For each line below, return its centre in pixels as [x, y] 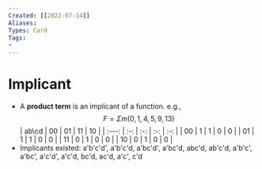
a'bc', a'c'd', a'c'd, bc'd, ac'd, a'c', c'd [81, 156]
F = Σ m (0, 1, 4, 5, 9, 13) [139, 119]
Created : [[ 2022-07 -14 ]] [49, 15]
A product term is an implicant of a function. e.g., [101, 106]
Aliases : [23, 23]
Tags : [17, 38]
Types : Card [28, 30]
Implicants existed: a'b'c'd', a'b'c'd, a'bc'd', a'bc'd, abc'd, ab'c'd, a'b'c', [136, 148]
